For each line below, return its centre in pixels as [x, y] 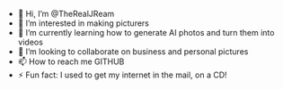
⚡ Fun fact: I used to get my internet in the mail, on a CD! [122, 75]
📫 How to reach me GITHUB [71, 61]
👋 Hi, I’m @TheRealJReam [66, 14]
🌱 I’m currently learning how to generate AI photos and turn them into [146, 32]
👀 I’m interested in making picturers [84, 23]
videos [30, 42]
